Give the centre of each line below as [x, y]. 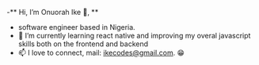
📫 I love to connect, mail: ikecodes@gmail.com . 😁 [101, 52]
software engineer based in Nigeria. [76, 27]
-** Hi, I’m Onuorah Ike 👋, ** [53, 12]
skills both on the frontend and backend [83, 44]
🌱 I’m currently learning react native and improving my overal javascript [134, 36]
